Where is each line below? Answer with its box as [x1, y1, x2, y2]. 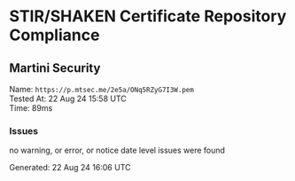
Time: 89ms [9, 103, 53, 113]
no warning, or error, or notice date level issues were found [9, 145, 226, 156]
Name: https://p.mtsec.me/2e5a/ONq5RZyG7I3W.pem [9, 84, 195, 94]
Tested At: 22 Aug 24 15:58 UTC [9, 93, 127, 104]
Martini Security [9, 60, 101, 75]
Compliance [9, 25, 100, 45]
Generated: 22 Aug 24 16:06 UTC [9, 162, 131, 173]
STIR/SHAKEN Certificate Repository [9, 6, 287, 27]
